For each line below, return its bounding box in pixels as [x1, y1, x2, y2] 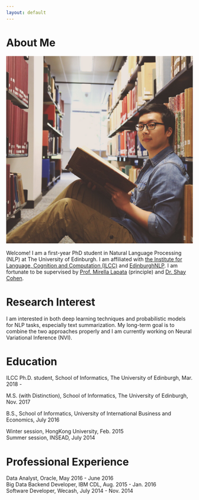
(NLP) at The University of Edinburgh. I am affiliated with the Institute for [6, 256, 182, 263]
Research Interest [6, 295, 96, 309]
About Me [6, 36, 56, 49]
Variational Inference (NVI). [6, 334, 73, 341]
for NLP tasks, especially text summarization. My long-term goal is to [6, 321, 175, 328]
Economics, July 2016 [6, 416, 60, 423]
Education [6, 354, 57, 368]
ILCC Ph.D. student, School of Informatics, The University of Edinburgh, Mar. [6, 375, 193, 382]
